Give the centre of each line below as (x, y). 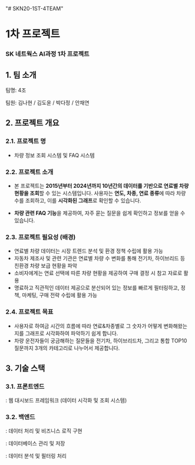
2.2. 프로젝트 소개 (29, 172)
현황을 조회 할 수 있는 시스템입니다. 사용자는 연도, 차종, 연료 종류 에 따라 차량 (100, 193)
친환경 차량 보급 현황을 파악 (46, 266)
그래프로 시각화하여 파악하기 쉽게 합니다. (72, 333)
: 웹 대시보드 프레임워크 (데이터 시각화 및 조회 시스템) (66, 400)
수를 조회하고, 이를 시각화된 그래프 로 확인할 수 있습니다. (77, 200)
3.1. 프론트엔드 (25, 386)
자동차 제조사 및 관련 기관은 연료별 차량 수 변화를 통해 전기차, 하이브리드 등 (100, 258)
